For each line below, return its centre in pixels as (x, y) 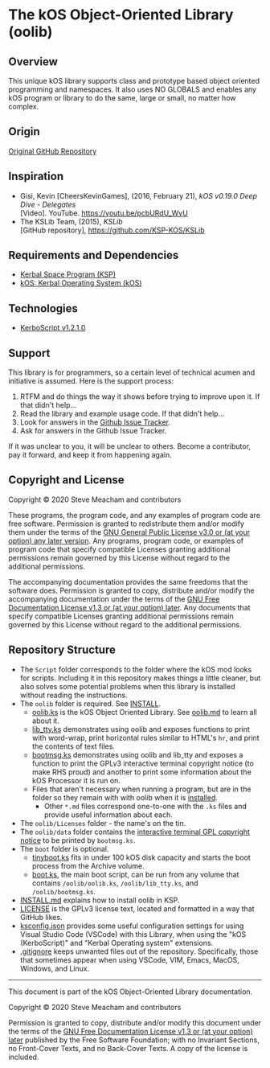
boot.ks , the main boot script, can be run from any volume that (135, 874)
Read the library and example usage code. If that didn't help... (122, 414)
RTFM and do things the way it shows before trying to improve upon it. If (140, 396)
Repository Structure (62, 650)
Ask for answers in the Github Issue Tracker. (93, 431)
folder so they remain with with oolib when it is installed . (125, 797)
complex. (24, 107)
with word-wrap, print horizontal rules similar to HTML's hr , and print (145, 737)
